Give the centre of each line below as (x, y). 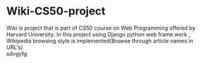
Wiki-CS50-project (56, 11)
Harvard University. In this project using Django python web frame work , (99, 34)
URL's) (15, 47)
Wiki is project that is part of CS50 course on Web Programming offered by (101, 28)
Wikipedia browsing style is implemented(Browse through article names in (100, 41)
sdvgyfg (17, 53)
